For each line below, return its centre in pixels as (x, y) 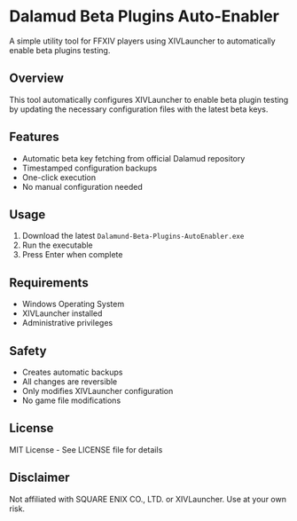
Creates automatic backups (72, 372)
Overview (37, 79)
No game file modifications (71, 400)
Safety (28, 351)
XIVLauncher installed (62, 313)
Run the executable (57, 245)
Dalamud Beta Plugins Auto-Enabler (144, 16)
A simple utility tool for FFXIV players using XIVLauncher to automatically (143, 41)
